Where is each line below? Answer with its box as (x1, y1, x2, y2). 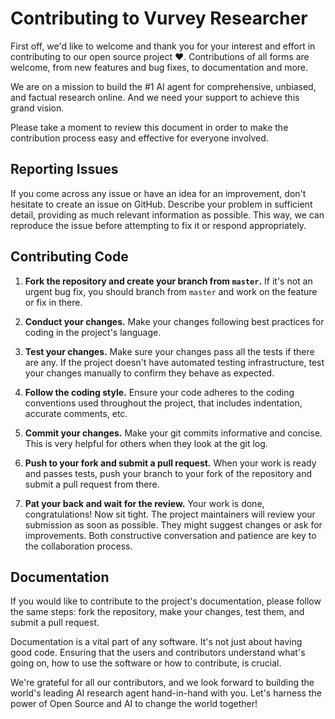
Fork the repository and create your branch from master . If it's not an (24, 275, 313, 287)
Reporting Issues (10, 161, 119, 178)
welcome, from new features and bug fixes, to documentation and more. (10, 61, 309, 73)
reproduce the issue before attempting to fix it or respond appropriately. (10, 219, 307, 231)
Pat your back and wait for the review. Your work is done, (24, 497, 265, 509)
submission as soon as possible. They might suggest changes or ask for (24, 518, 323, 531)
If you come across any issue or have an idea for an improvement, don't (10, 187, 307, 199)
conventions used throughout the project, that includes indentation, (24, 397, 303, 409)
